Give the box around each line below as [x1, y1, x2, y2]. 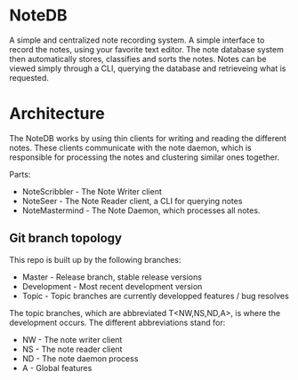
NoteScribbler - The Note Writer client [21, 186, 163, 196]
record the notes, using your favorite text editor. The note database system [9, 44, 285, 54]
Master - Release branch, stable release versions [21, 272, 203, 282]
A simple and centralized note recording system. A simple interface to [9, 35, 265, 45]
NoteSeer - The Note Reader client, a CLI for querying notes [21, 195, 243, 206]
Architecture [9, 104, 105, 124]
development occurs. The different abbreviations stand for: [9, 317, 226, 328]
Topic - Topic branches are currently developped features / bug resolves [21, 290, 289, 301]
